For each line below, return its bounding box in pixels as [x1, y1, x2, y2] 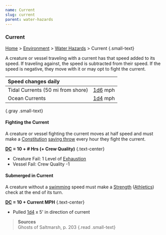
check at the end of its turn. [5, 189, 63, 195]
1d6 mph [93, 86, 115, 93]
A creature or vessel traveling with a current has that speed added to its [5, 55, 155, 61]
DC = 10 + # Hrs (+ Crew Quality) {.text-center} [5, 146, 105, 152]
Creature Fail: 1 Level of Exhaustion [12, 155, 86, 161]
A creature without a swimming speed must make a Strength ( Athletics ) [5, 184, 154, 190]
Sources [17, 219, 37, 225]
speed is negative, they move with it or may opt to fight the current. [5, 65, 146, 72]
